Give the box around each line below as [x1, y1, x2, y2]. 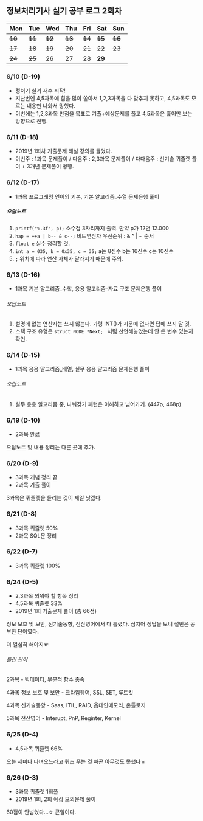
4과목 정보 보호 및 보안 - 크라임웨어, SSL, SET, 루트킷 [6, 689, 134, 696]
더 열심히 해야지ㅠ [6, 641, 49, 648]
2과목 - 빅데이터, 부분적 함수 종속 [6, 676, 85, 683]
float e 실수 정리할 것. [15, 240, 71, 247]
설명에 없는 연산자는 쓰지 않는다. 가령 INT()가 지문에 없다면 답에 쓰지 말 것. [15, 320, 191, 327]
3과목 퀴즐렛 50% [15, 524, 58, 532]
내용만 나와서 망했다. [26, 102, 76, 109]
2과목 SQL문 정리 [15, 532, 57, 539]
